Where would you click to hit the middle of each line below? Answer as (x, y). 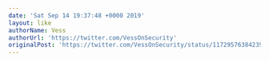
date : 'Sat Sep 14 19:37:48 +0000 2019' (77, 15)
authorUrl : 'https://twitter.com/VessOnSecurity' (93, 38)
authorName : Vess (37, 30)
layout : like (30, 23)
